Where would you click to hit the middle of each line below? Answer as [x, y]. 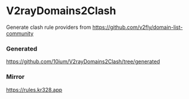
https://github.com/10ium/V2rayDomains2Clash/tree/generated [83, 62]
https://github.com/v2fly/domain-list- [138, 27]
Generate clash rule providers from [49, 27]
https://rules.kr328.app [34, 90]
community [20, 33]
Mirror [15, 77]
